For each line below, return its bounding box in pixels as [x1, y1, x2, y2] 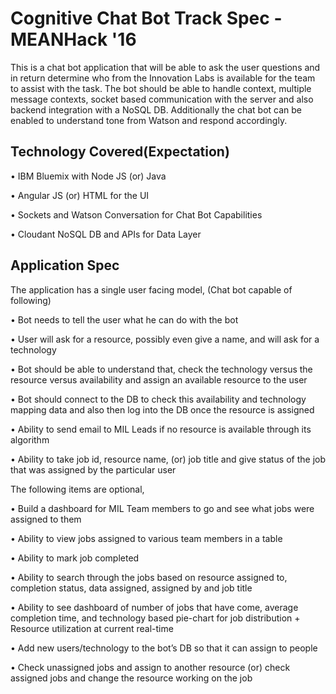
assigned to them [10, 513, 82, 525]
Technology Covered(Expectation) [10, 143, 230, 161]
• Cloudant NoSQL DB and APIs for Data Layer [10, 228, 202, 240]
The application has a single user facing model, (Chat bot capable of [10, 283, 293, 296]
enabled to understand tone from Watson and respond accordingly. [10, 114, 288, 126]
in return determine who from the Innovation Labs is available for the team [10, 72, 316, 84]
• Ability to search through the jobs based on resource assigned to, [10, 571, 288, 583]
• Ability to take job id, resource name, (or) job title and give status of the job [10, 453, 327, 465]
